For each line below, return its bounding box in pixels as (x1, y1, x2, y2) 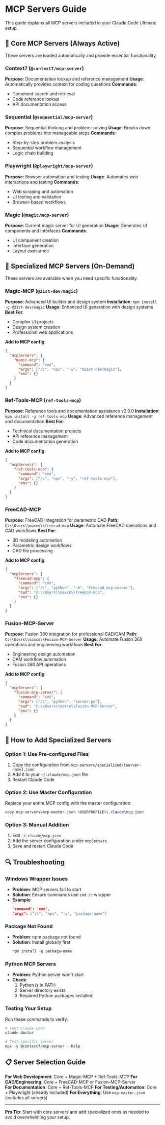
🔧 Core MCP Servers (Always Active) (5, 39, 120, 48)
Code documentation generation (12, 438, 79, 445)
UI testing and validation (12, 194, 61, 199)
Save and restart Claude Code (12, 843, 74, 849)
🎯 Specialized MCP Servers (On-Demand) (5, 262, 135, 271)
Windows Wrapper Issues (5, 875, 68, 882)
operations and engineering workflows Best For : (5, 642, 103, 648)
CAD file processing (12, 548, 53, 554)
